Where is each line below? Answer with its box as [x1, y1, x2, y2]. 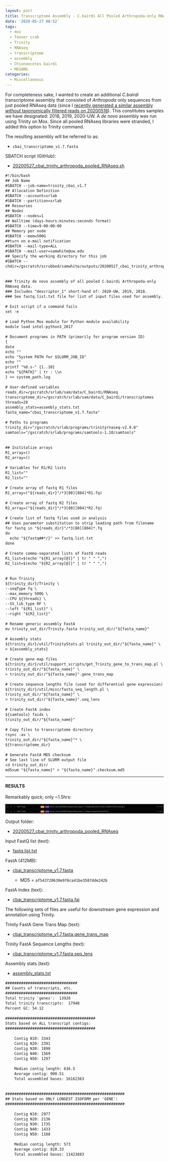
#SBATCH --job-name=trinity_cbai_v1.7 [5, 183, 87, 188]
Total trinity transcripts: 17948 [5, 1001, 80, 1006]
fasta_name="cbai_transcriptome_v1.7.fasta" [5, 410, 100, 415]
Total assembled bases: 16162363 [14, 1076, 84, 1081]
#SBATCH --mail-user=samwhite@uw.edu [5, 249, 84, 254]
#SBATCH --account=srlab [5, 193, 57, 198]
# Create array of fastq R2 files [5, 501, 78, 506]
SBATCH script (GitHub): [5, 153, 56, 159]
